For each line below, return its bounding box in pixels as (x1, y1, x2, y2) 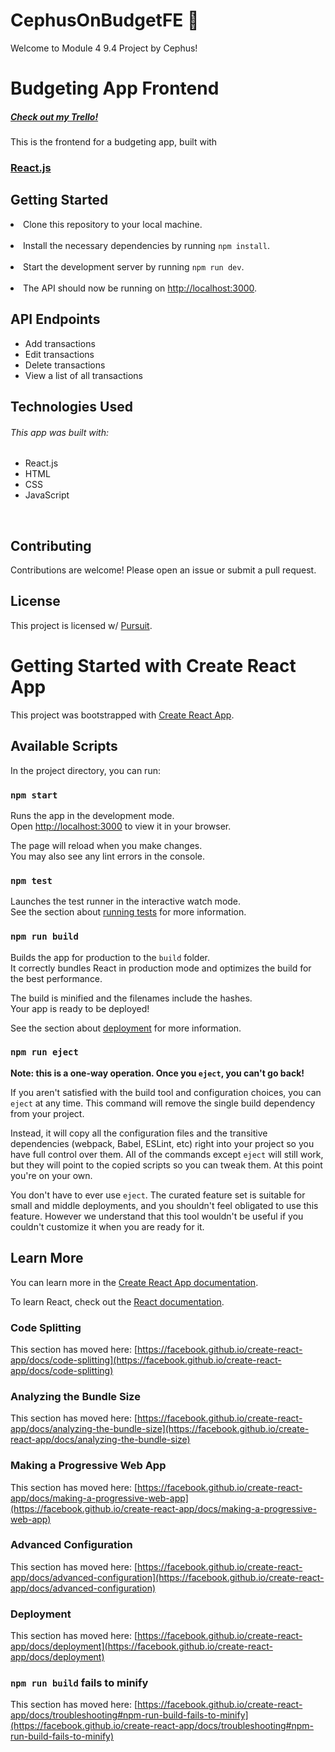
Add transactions (24, 337, 96, 349)
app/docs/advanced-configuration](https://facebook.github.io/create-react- (10, 1571, 325, 1583)
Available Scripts (10, 738, 118, 755)
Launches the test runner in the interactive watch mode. (10, 895, 242, 908)
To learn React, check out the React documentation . (10, 1295, 225, 1308)
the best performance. (10, 972, 103, 984)
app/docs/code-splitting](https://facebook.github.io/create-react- (10, 1354, 282, 1366)
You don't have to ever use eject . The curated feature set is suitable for (10, 1189, 306, 1201)
